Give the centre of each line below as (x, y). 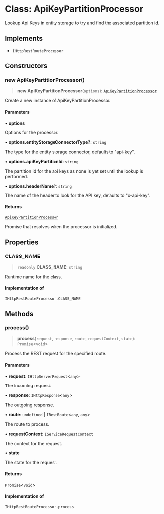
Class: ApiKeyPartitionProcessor (74, 9)
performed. (17, 176)
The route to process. (27, 424)
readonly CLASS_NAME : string (50, 267)
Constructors (26, 66)
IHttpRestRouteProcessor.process (40, 507)
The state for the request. (31, 462)
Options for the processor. (32, 132)
